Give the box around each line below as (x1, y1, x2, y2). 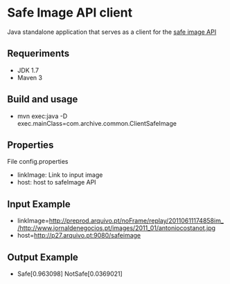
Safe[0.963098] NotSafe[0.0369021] (17, 269, 123, 278)
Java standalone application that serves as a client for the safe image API (7, 28, 217, 36)
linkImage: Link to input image (17, 171, 103, 179)
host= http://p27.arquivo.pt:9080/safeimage (17, 231, 141, 240)
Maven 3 (17, 73, 43, 82)
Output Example (7, 251, 78, 263)
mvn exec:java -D (17, 112, 68, 120)
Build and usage (7, 93, 78, 105)
